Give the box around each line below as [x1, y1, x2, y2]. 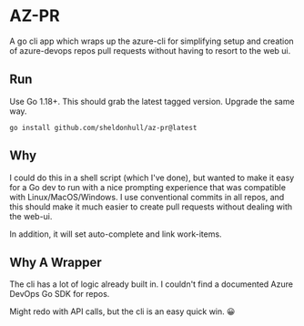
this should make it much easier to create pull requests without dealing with [9, 201, 293, 212]
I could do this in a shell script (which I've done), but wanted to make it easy [9, 172, 295, 183]
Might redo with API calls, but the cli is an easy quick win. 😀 [9, 306, 236, 317]
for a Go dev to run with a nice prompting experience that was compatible [9, 181, 287, 192]
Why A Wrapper [9, 254, 102, 270]
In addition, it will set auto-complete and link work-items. [9, 229, 222, 239]
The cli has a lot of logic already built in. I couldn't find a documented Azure [9, 279, 294, 290]
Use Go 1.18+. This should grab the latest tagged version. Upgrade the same [9, 96, 295, 107]
